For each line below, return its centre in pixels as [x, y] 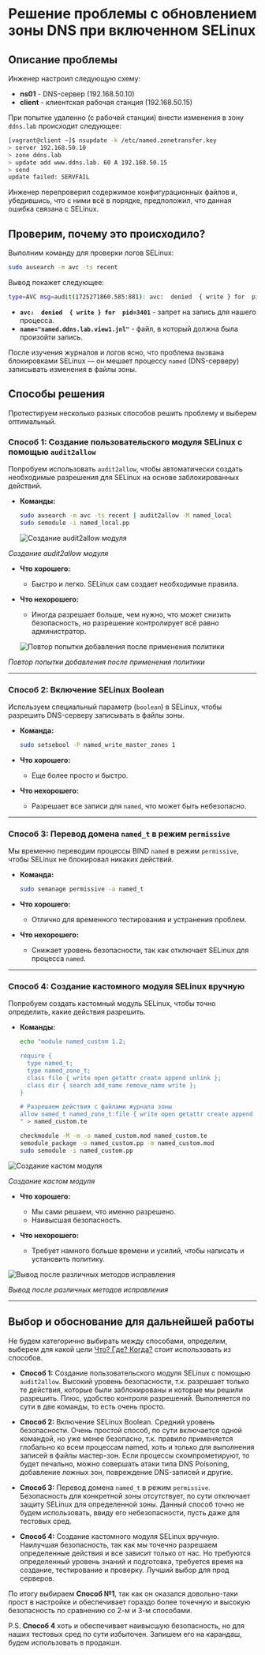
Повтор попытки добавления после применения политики [106, 662]
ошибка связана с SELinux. [54, 209]
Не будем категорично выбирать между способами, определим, [118, 1341]
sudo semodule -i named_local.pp [75, 523]
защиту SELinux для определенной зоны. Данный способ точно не [132, 1504]
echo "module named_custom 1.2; [73, 1042]
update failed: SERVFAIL [49, 177]
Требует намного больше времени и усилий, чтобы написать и [138, 1250]
